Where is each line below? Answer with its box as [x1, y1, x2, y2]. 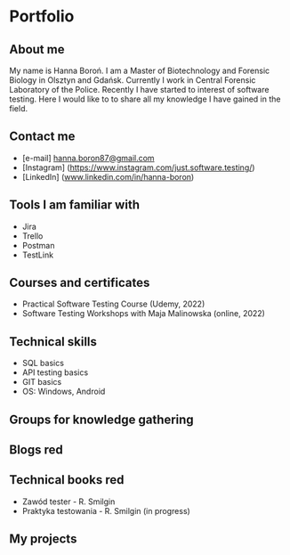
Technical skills [9, 334, 98, 349]
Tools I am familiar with [9, 198, 141, 213]
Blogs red [9, 443, 64, 458]
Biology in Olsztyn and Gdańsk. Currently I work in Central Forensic [9, 75, 256, 86]
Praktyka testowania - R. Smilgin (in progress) [21, 505, 191, 516]
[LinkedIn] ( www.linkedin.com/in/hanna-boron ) [21, 171, 195, 182]
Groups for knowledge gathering [9, 412, 194, 427]
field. [9, 103, 28, 113]
